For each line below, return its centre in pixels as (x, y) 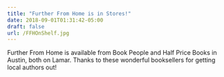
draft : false (26, 26)
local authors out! (32, 67)
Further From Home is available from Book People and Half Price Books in (112, 53)
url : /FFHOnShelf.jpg (38, 33)
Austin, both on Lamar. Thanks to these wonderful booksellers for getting (111, 60)
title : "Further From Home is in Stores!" (69, 14)
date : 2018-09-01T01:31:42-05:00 (55, 20)
